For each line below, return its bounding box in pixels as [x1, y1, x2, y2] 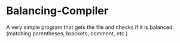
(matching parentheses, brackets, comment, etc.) [6, 29, 128, 37]
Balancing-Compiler [6, 4, 109, 18]
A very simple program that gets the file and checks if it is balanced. [6, 24, 175, 31]
